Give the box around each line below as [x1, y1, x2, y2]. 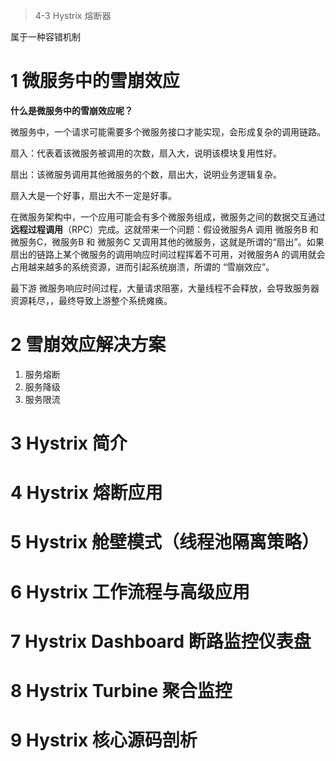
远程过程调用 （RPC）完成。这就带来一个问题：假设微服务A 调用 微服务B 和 [10, 223, 319, 235]
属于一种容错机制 [10, 31, 81, 43]
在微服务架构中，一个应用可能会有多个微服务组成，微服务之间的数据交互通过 [10, 210, 326, 223]
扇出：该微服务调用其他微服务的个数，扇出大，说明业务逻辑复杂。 [10, 168, 282, 180]
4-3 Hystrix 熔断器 [34, 10, 112, 21]
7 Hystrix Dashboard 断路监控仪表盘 [10, 630, 312, 653]
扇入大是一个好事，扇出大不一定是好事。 [10, 189, 177, 201]
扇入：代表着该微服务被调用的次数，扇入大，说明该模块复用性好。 [10, 147, 282, 159]
